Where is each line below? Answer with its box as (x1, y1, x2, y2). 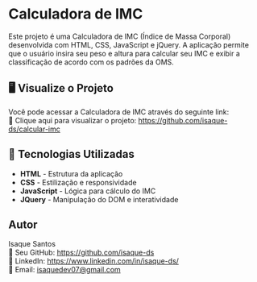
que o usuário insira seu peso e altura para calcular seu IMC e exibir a (8, 48, 240, 58)
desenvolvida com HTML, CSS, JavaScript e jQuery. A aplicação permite (8, 39, 250, 49)
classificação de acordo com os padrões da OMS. (8, 57, 175, 67)
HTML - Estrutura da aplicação (19, 168, 123, 178)
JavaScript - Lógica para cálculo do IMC (19, 186, 156, 196)
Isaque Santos (8, 239, 56, 249)
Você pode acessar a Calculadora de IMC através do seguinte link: (8, 106, 230, 117)
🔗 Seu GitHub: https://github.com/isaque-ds (8, 247, 155, 258)
